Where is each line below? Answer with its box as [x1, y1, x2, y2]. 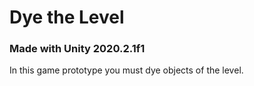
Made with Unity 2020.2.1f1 [9, 42, 146, 56]
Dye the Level [9, 6, 125, 29]
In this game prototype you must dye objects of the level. [9, 64, 244, 76]
